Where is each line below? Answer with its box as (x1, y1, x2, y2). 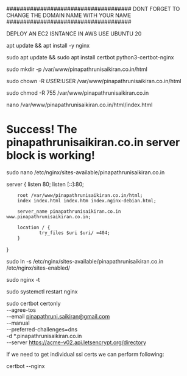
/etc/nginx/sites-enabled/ (6, 264, 71, 271)
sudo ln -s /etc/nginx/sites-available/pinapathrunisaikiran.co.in (6, 257, 164, 265)
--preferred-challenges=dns (6, 325, 78, 333)
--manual (6, 319, 30, 326)
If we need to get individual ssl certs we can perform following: (6, 350, 164, 358)
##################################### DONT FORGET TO (6, 6, 180, 12)
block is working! (6, 149, 96, 163)
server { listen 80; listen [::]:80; (6, 180, 84, 188)
